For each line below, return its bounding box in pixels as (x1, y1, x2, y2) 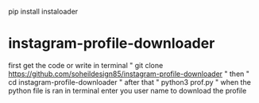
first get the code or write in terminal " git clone (8, 60, 164, 70)
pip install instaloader (8, 7, 79, 16)
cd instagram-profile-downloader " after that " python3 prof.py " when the (8, 77, 252, 86)
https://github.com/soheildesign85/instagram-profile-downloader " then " (8, 69, 250, 78)
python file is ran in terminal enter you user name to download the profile (8, 86, 247, 95)
